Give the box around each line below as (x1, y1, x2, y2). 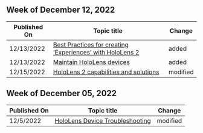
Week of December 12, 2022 (6, 5, 115, 15)
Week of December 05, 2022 (6, 88, 117, 99)
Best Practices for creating (53, 41, 129, 49)
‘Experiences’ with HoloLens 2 (53, 48, 140, 56)
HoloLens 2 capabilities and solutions (53, 68, 159, 76)
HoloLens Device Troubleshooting (54, 116, 151, 125)
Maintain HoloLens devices (53, 57, 130, 66)
